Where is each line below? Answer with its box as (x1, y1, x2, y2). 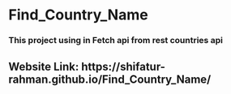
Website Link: (8, 59, 79, 74)
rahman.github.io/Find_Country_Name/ (8, 72, 212, 86)
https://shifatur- (80, 59, 166, 74)
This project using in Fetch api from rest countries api (8, 35, 223, 46)
